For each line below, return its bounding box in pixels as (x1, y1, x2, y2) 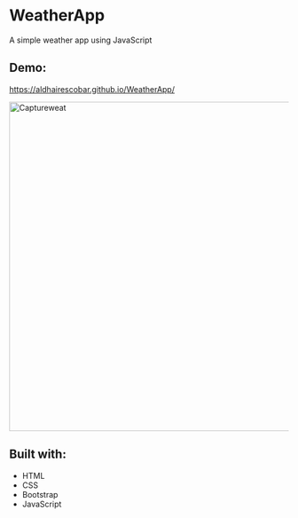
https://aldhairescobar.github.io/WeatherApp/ (9, 83, 176, 94)
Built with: (9, 447, 67, 462)
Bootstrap (21, 489, 59, 499)
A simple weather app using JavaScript (9, 35, 153, 45)
